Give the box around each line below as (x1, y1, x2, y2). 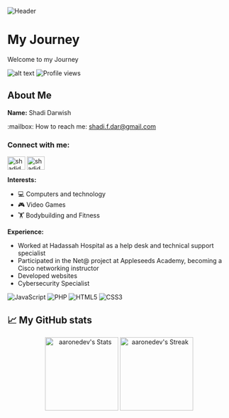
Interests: (7, 176, 37, 184)
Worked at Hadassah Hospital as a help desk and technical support (17, 242, 214, 250)
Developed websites (17, 272, 78, 280)
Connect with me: (7, 139, 70, 149)
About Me (7, 90, 52, 102)
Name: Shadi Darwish (7, 108, 72, 117)
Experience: (7, 227, 44, 236)
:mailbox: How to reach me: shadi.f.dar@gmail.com (7, 122, 157, 131)
